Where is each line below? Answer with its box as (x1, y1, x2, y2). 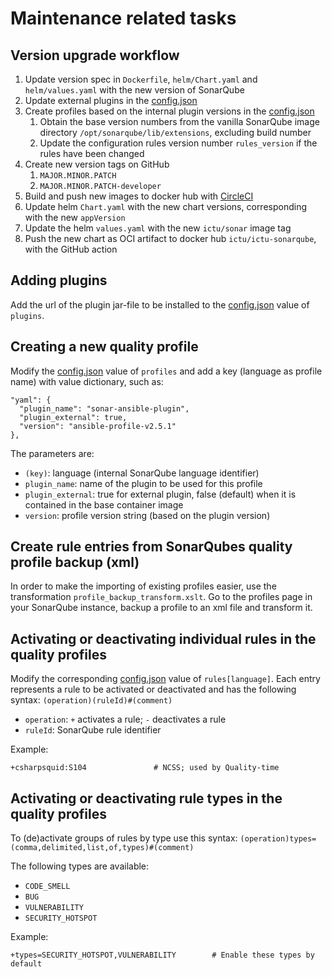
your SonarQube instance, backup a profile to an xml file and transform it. (10, 602, 313, 614)
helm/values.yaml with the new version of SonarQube (24, 84, 245, 96)
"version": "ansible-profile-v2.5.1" (19, 421, 177, 431)
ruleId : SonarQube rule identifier (24, 724, 162, 736)
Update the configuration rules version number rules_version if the (39, 137, 318, 149)
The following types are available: (10, 860, 150, 872)
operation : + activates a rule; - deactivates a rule (24, 713, 227, 726)
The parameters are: (10, 447, 95, 459)
